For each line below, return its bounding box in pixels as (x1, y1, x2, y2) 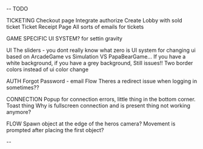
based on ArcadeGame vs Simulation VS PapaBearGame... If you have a (6, 53, 186, 60)
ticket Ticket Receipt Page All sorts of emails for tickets (6, 24, 144, 30)
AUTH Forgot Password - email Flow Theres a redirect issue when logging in (6, 78, 198, 84)
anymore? (6, 109, 32, 115)
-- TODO (6, 5, 28, 12)
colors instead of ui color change (6, 66, 89, 73)
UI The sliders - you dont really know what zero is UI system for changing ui (6, 46, 196, 54)
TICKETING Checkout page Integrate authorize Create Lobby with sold (6, 17, 183, 24)
